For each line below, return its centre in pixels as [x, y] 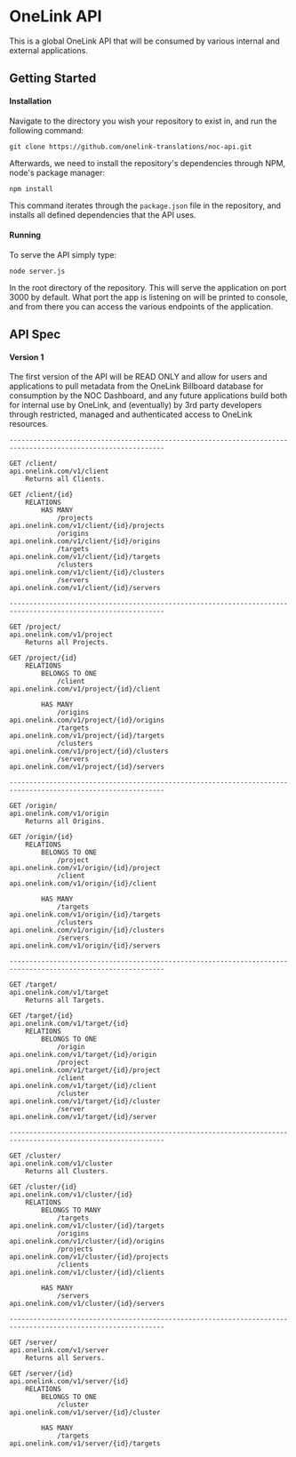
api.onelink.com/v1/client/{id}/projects [87, 526]
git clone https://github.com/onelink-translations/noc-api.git [131, 147]
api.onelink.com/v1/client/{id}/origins [85, 541]
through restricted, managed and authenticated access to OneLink [131, 414]
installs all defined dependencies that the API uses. [103, 214]
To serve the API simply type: [63, 254]
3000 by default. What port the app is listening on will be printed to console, [148, 297]
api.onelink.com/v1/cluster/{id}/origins [87, 1242]
